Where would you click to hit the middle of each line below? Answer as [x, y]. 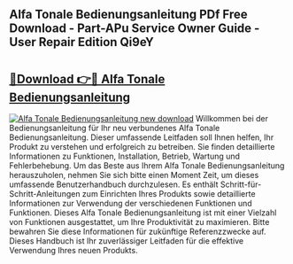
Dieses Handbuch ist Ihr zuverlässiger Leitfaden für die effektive [127, 241]
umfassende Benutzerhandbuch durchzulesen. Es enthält [114, 184]
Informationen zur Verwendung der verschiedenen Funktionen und [131, 203]
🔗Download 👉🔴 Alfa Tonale [87, 79]
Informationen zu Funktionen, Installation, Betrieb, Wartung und [125, 156]
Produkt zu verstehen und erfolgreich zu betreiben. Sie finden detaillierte [142, 147]
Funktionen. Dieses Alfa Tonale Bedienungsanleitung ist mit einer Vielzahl [143, 213]
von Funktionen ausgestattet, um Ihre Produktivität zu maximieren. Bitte [139, 222]
